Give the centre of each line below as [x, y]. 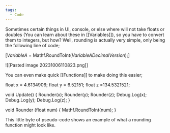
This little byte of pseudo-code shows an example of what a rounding [78, 119]
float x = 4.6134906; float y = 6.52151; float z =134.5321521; [68, 85]
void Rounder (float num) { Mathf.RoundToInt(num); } [61, 110]
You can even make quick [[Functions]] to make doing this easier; [74, 75]
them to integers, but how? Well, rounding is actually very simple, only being [85, 40]
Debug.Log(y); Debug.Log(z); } [38, 100]
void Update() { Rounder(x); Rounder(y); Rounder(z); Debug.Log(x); [76, 94]
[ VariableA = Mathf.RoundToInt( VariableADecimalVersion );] [67, 55]
